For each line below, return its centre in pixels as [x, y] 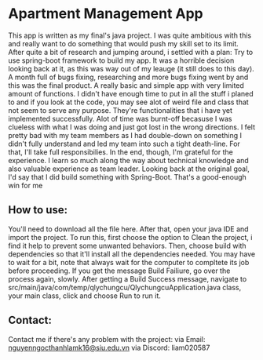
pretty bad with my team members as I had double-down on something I [125, 135]
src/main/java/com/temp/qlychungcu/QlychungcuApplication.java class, [125, 287]
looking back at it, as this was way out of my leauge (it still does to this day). [131, 68]
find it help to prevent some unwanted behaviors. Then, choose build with [127, 245]
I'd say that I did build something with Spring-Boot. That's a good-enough [128, 176]
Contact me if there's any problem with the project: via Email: [107, 339]
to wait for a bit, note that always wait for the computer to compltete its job [129, 262]
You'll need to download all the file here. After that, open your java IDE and [128, 229]
